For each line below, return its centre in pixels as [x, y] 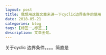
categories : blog [23, 24]
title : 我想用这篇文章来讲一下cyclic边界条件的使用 [53, 14]
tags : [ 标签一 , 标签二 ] [26, 28]
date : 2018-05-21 [23, 19]
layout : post [19, 10]
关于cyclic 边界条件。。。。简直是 [37, 47]
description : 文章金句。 [29, 33]
